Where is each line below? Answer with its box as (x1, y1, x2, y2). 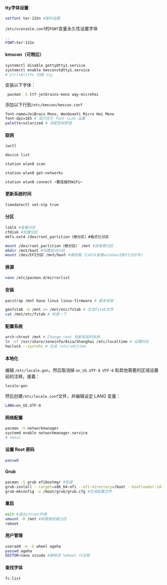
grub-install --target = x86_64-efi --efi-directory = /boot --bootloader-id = (5, 484, 164, 489)
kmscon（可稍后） (5, 51, 44, 57)
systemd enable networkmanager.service (5, 430, 88, 436)
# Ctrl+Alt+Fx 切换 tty (5, 72, 53, 77)
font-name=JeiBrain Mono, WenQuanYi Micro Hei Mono (5, 111, 114, 117)
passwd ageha (5, 549, 32, 554)
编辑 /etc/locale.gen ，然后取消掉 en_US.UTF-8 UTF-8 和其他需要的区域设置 (5, 367, 159, 374)
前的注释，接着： (5, 374, 40, 380)
